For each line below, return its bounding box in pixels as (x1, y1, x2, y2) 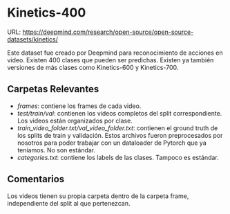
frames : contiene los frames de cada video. (17, 102, 142, 110)
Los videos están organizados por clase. (17, 116, 133, 125)
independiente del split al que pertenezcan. (7, 199, 131, 207)
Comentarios (7, 173, 65, 185)
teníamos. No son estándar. (17, 145, 96, 154)
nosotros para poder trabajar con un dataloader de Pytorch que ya (17, 139, 207, 147)
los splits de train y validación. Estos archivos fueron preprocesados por (17, 131, 223, 139)
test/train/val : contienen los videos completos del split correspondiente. (17, 109, 222, 117)
